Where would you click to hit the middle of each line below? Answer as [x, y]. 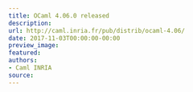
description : [30, 23]
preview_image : [34, 46]
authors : [23, 61]
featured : [25, 53]
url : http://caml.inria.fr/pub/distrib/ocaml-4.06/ [96, 30]
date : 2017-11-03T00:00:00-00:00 [64, 38]
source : [21, 75]
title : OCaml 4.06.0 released [59, 16]
